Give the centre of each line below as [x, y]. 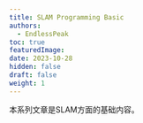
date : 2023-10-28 [41, 58]
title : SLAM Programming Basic [67, 17]
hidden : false [35, 67]
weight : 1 [27, 83]
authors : [25, 26]
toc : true [27, 42]
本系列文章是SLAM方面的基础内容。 [74, 109]
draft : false [33, 75]
